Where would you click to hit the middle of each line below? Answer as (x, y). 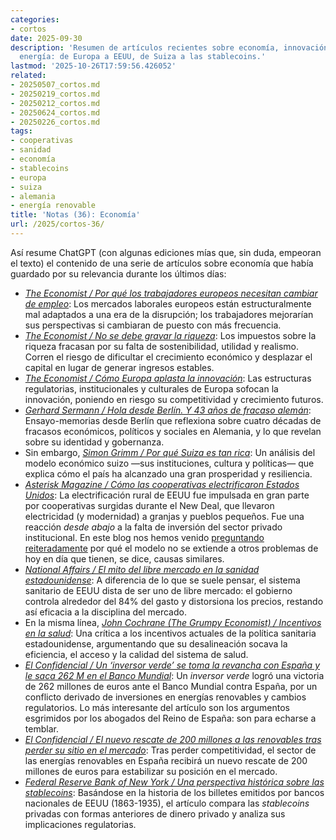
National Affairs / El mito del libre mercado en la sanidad (142, 569)
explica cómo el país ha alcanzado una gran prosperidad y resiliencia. (168, 473)
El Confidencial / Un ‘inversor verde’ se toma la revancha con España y (172, 665)
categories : (35, 19)
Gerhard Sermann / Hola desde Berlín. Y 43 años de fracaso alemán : (168, 410)
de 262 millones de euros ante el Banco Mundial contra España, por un (171, 686)
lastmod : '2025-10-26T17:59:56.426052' (93, 66)
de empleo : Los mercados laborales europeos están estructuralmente (168, 303)
